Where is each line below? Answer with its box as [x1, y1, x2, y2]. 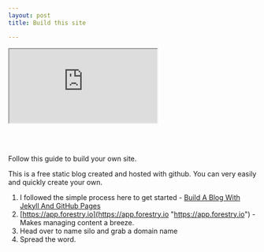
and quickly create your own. [8, 177, 102, 187]
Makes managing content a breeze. [19, 217, 135, 227]
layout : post [8, 11, 51, 20]
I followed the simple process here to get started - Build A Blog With [19, 192, 240, 202]
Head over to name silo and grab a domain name [19, 226, 178, 235]
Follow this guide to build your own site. [8, 154, 137, 163]
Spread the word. [19, 234, 76, 244]
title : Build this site [8, 19, 87, 27]
